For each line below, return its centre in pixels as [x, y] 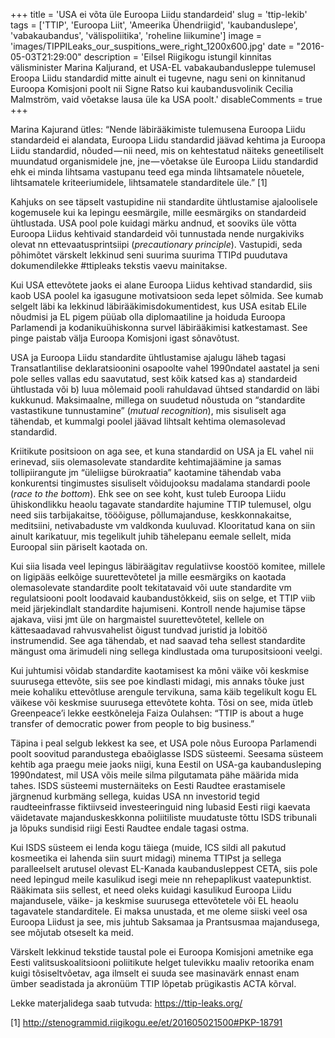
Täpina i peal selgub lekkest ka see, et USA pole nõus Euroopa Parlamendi [163, 743]
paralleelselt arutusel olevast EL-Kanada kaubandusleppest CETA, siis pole [164, 868]
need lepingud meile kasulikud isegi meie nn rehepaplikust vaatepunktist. [161, 879]
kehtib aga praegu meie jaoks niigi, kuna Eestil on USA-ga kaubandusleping [166, 764]
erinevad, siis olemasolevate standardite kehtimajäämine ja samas [146, 462]
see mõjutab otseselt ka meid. [72, 932]
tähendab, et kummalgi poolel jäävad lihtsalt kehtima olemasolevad [148, 421]
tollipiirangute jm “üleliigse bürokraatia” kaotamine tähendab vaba [146, 472]
